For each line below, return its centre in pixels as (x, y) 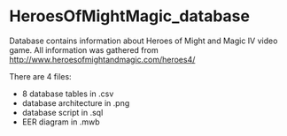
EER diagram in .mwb (61, 122)
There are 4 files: (41, 76)
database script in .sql (62, 112)
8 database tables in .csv (68, 94)
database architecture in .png (76, 102)
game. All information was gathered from (84, 49)
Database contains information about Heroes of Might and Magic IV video (143, 41)
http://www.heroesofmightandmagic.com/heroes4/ (102, 59)
